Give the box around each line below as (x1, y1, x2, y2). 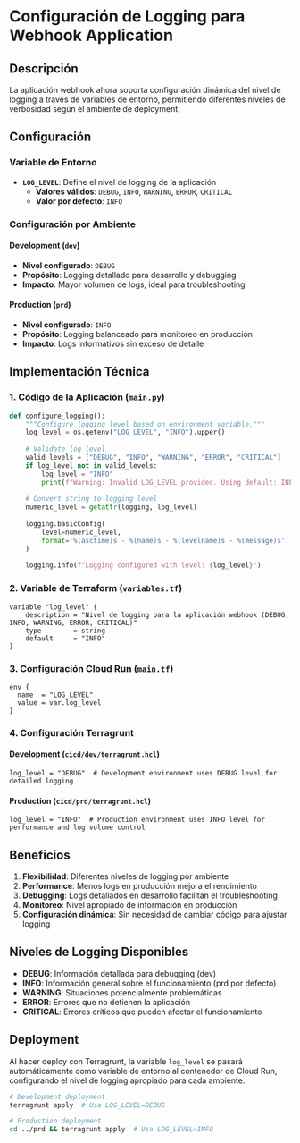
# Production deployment (9, 1116, 102, 1126)
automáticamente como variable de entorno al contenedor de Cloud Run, (9, 1065, 278, 1076)
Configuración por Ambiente (9, 217, 137, 230)
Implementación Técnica (9, 364, 150, 379)
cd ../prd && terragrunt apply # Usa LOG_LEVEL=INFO (9, 1125, 214, 1134)
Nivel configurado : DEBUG (21, 259, 116, 270)
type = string (25, 626, 105, 635)
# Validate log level (25, 444, 105, 453)
